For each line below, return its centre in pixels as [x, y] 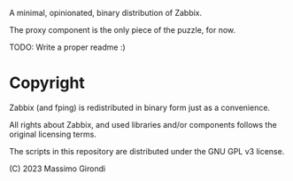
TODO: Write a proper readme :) [67, 47]
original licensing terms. [53, 134]
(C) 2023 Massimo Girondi [58, 169]
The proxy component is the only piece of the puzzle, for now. [123, 30]
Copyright [47, 83]
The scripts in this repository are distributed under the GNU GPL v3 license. [147, 151]
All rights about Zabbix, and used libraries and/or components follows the [143, 124]
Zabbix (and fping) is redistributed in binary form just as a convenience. [140, 107]
